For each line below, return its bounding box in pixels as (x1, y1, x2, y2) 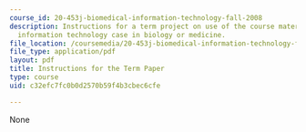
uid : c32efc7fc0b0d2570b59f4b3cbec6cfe (9, 81, 161, 90)
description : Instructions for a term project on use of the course (9, 22, 275, 31)
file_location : (9, 38, 67, 48)
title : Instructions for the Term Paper (9, 65, 166, 74)
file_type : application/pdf (9, 47, 117, 56)
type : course (9, 73, 59, 82)
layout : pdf (9, 56, 55, 65)
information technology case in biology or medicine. (17, 30, 226, 39)
